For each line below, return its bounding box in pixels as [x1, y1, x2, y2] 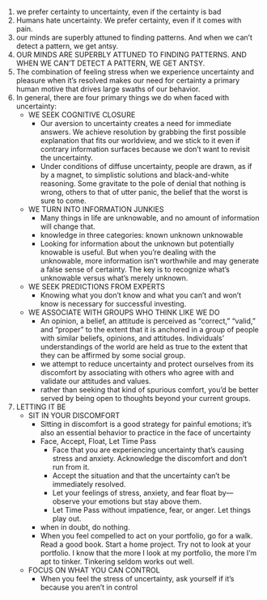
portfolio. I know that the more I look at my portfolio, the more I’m [40, 548, 257, 557]
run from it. [52, 463, 90, 471]
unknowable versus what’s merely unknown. [40, 273, 189, 282]
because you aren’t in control [40, 582, 138, 592]
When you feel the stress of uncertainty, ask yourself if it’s [40, 574, 235, 583]
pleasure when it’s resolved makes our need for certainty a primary [15, 76, 240, 85]
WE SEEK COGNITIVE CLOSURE [28, 110, 136, 120]
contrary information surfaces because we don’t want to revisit [40, 145, 251, 154]
